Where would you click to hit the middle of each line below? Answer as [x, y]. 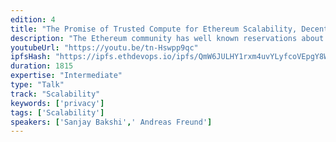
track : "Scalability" [55, 94]
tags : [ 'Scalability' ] [57, 112]
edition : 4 [33, 19]
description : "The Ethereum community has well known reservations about [167, 38]
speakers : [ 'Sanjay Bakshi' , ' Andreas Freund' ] [111, 122]
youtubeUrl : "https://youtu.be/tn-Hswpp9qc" [104, 47]
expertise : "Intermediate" [66, 76]
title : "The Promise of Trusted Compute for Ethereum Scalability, [154, 29]
